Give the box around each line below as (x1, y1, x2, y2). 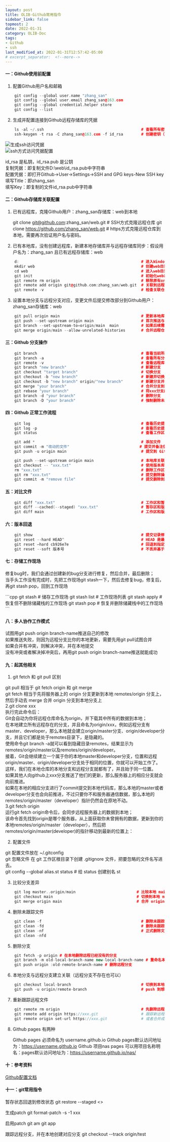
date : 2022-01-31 (5, 26, 42, 31)
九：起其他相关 (5, 661, 36, 668)
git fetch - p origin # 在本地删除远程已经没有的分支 (14, 953, 117, 958)
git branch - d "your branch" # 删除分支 (14, 393, 161, 398)
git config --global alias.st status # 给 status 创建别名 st (5, 869, 121, 875)
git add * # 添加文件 (14, 440, 161, 445)
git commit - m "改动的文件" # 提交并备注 (14, 444, 163, 449)
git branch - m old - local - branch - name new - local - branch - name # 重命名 (14, 957, 162, 963)
